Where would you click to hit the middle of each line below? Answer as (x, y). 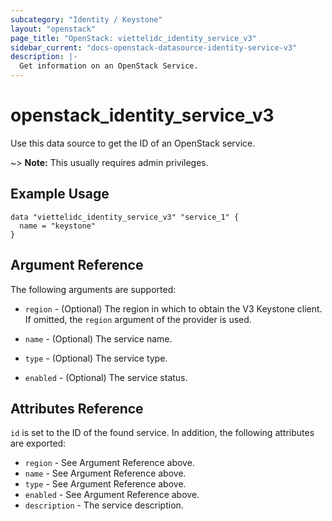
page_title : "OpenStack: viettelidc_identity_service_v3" (133, 38)
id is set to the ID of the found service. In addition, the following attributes (162, 433)
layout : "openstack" (53, 29)
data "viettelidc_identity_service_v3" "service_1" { (125, 217)
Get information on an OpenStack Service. (109, 66)
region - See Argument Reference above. (109, 463)
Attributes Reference (77, 408)
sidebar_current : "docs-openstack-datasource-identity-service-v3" (154, 47)
